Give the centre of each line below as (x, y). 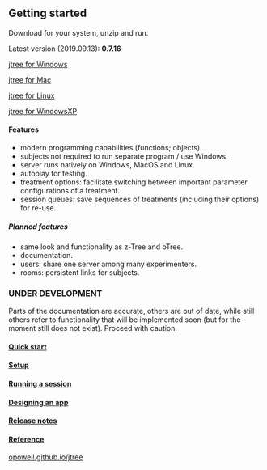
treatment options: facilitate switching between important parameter (134, 182)
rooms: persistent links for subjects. (80, 272)
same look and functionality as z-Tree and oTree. (102, 247)
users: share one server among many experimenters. (108, 264)
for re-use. (38, 208)
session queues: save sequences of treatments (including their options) (140, 199)
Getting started (48, 13)
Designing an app (38, 402)
